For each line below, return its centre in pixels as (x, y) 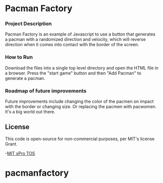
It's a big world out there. (30, 112)
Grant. (11, 144)
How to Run (19, 57)
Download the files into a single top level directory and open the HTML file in (82, 68)
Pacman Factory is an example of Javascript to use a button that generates (80, 34)
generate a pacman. (25, 78)
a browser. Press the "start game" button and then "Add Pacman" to (73, 73)
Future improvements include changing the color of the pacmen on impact (80, 101)
